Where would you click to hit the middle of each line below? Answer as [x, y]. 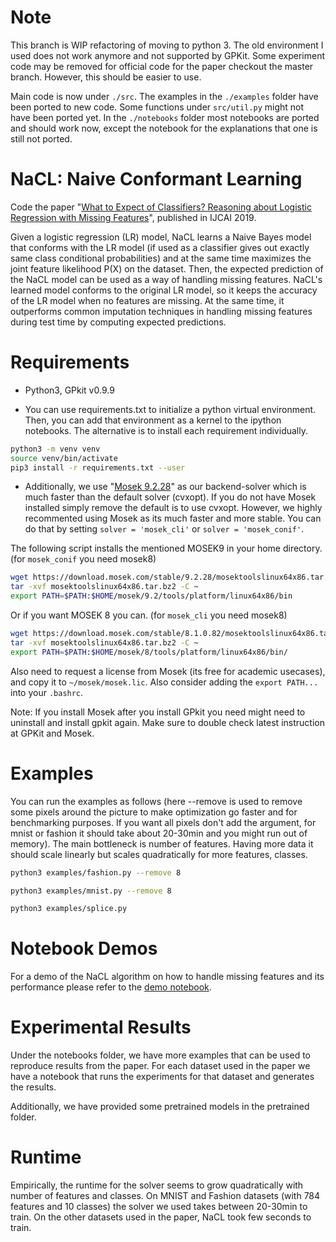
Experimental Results [101, 1027]
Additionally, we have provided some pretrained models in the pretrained [160, 1107]
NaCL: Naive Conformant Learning [156, 179]
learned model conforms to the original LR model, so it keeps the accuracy [164, 290]
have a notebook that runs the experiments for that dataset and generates [162, 1077]
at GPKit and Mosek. [52, 733]
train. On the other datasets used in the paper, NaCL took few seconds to [161, 1217]
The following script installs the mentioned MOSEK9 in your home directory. [166, 548]
